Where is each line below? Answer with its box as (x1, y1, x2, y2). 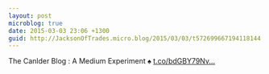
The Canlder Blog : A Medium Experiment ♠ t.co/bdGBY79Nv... (8, 56, 216, 66)
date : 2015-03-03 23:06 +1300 (8, 27, 110, 35)
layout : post (8, 11, 52, 20)
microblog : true (8, 19, 63, 27)
